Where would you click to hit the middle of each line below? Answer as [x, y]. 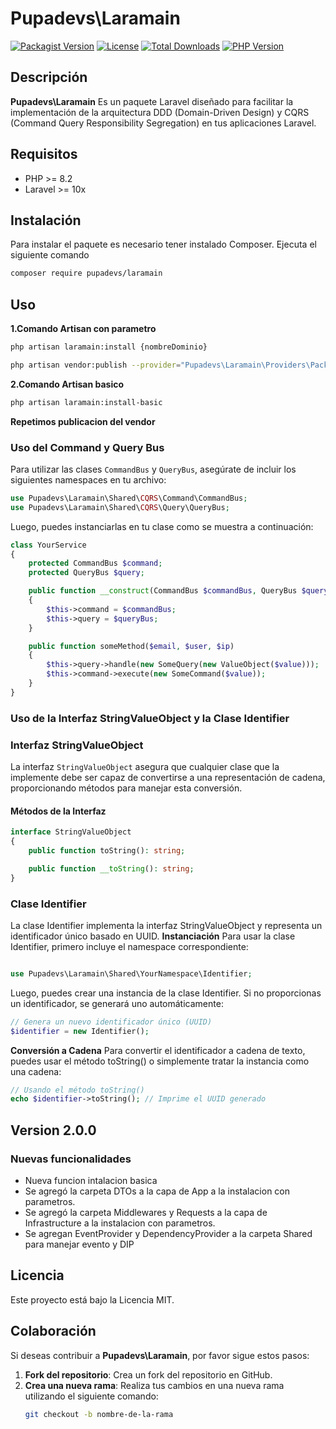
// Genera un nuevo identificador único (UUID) [111, 1022]
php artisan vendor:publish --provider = [96, 365]
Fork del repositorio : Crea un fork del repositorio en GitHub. [148, 1374]
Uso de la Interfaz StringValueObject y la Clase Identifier [150, 718]
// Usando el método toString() [77, 1090]
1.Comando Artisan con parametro [83, 329]
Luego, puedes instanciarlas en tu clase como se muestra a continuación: [162, 526]
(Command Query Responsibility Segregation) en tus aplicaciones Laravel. [163, 123]
